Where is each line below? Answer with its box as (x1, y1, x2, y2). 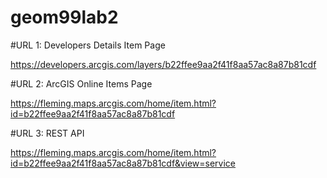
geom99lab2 (10, 6, 119, 29)
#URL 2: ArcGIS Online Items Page (10, 77, 153, 90)
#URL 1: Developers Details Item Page (10, 39, 166, 51)
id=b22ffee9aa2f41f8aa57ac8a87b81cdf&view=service (10, 157, 237, 169)
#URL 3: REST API (10, 127, 85, 139)
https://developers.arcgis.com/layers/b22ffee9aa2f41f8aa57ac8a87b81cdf (10, 58, 317, 70)
